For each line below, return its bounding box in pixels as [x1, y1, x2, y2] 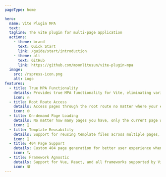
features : [4, 81, 25, 86]
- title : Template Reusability [9, 127, 74, 132]
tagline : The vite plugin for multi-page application [9, 30, 122, 35]
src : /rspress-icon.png [13, 72, 63, 77]
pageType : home [4, 7, 36, 12]
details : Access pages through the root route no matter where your [13, 104, 158, 109]
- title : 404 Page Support [9, 141, 65, 146]
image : [9, 67, 23, 72]
